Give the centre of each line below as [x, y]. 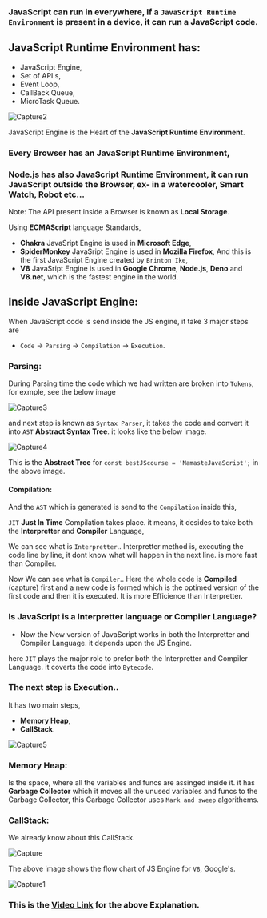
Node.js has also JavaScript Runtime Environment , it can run [128, 174]
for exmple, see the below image [62, 392]
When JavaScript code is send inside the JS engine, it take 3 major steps [129, 321]
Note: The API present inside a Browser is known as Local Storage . [119, 211]
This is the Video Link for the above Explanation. [104, 905]
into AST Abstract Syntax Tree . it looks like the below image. [108, 431]
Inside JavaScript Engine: [73, 302]
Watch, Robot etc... [47, 194]
